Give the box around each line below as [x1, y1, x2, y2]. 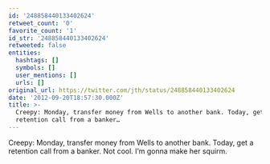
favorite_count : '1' [8, 26, 78, 34]
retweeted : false [8, 42, 67, 50]
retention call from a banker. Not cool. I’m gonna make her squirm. [8, 146, 227, 156]
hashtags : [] [15, 57, 59, 65]
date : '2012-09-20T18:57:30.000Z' [8, 94, 125, 102]
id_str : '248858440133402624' [8, 34, 110, 42]
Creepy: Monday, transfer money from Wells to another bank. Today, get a [8, 138, 254, 147]
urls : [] [15, 78, 45, 86]
